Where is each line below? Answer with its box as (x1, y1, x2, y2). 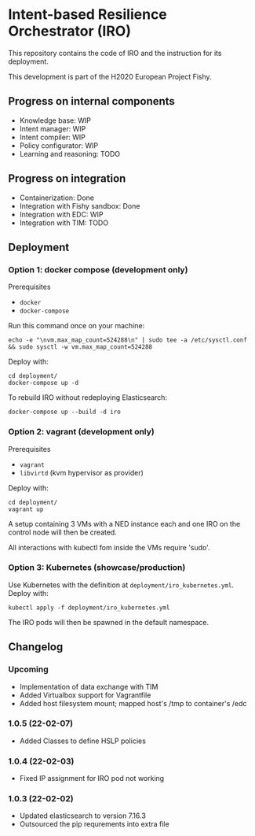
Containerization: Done (19, 193, 94, 202)
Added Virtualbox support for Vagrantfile (19, 690, 151, 700)
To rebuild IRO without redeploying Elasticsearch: (8, 393, 167, 402)
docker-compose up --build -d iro (8, 408, 122, 416)
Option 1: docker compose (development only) (8, 264, 188, 275)
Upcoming (8, 664, 49, 675)
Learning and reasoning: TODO (19, 149, 121, 158)
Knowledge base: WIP (19, 116, 92, 125)
